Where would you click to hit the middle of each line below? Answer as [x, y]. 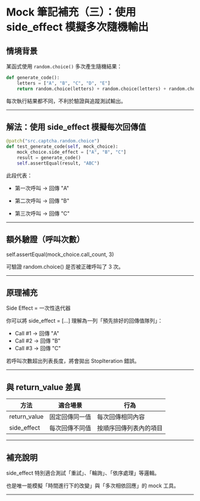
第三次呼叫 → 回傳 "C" [42, 213]
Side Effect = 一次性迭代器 [38, 308]
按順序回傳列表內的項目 [130, 428]
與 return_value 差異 [44, 387]
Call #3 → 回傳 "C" [38, 348]
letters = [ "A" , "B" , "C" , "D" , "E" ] [64, 83]
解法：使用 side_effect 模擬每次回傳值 [76, 127]
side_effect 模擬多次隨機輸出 [77, 27]
